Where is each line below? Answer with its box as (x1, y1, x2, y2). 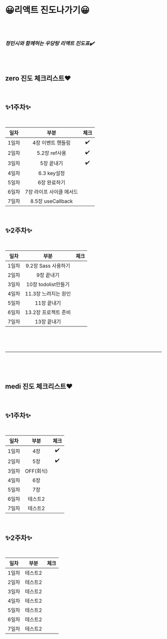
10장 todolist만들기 (26, 281, 70, 288)
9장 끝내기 (36, 271, 60, 278)
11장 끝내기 (34, 299, 61, 306)
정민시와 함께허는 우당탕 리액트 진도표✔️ (5, 40, 94, 47)
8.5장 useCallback (30, 197, 73, 204)
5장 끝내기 (40, 160, 63, 167)
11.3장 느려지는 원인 (24, 290, 71, 297)
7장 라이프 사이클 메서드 (24, 188, 79, 195)
